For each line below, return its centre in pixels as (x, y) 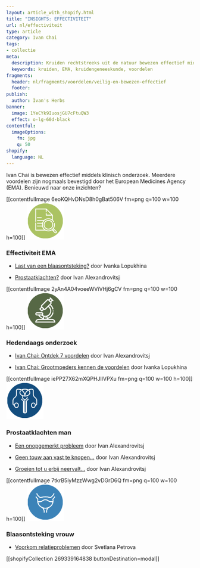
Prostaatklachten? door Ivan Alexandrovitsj (67, 278)
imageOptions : (29, 132)
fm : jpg (26, 138)
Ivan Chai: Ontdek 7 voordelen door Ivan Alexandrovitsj (82, 356)
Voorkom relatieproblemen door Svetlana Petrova (75, 547)
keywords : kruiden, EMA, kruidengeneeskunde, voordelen (82, 69)
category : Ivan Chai (32, 38)
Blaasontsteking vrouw (40, 534)
